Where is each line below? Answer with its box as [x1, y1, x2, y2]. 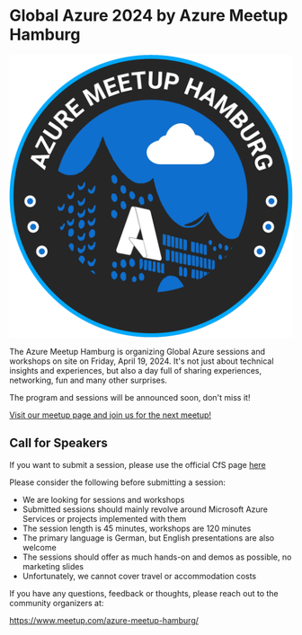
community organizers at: [9, 597, 104, 608]
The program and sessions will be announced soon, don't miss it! [9, 392, 251, 402]
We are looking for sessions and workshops [22, 494, 185, 505]
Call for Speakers [9, 436, 108, 451]
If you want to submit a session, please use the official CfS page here [9, 459, 267, 470]
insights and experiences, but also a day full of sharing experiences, [9, 365, 262, 375]
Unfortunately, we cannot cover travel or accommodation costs [22, 570, 257, 581]
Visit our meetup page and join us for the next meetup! [9, 410, 212, 420]
